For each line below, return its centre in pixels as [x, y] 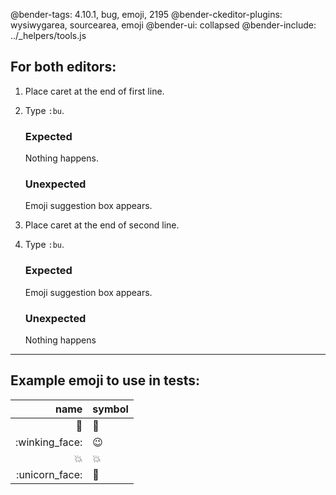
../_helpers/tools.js [48, 35]
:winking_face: [49, 442]
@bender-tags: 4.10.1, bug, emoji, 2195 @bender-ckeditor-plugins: [146, 14]
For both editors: [63, 67]
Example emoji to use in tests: [105, 380]
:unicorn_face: [49, 474]
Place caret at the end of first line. [94, 91]
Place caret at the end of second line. [102, 225]
